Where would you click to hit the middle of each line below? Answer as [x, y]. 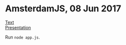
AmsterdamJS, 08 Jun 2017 [63, 9]
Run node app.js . [23, 37]
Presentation [18, 27]
